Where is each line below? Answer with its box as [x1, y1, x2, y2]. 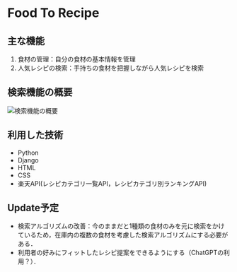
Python [17, 148, 39, 157]
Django [17, 155, 39, 164]
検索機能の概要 [7, 86, 73, 98]
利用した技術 [7, 129, 64, 141]
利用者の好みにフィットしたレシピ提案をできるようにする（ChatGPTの [17, 249, 224, 257]
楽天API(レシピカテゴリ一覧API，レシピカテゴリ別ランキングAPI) [17, 179, 207, 188]
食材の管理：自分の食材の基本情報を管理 [17, 55, 136, 63]
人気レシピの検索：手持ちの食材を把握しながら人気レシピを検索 [17, 64, 204, 72]
